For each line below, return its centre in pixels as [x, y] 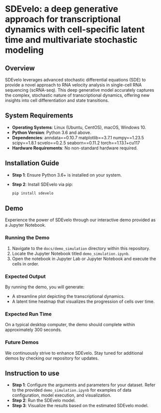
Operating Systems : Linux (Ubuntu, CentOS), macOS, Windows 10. [79, 127]
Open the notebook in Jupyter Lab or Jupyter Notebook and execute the [84, 259]
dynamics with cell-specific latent [75, 30]
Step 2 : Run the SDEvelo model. [44, 400]
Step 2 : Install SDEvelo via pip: [43, 184]
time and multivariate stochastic [71, 40]
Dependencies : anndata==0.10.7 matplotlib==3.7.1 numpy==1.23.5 [78, 137]
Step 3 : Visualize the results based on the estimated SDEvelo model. [80, 406]
